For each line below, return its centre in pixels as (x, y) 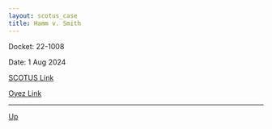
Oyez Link (25, 93)
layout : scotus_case (43, 16)
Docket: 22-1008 (36, 46)
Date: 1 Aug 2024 (37, 62)
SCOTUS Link (31, 77)
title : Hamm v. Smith (45, 23)
